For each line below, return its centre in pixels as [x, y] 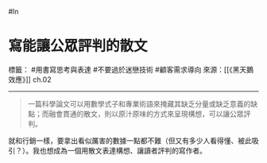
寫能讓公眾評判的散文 [78, 46]
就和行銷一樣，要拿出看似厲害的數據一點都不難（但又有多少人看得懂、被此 [130, 140]
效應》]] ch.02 [30, 80]
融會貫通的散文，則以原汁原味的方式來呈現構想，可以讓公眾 [146, 114]
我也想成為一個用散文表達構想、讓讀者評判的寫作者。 [119, 150]
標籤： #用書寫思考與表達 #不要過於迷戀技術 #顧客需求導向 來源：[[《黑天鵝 [131, 69]
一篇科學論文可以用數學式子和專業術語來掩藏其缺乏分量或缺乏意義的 [139, 103]
